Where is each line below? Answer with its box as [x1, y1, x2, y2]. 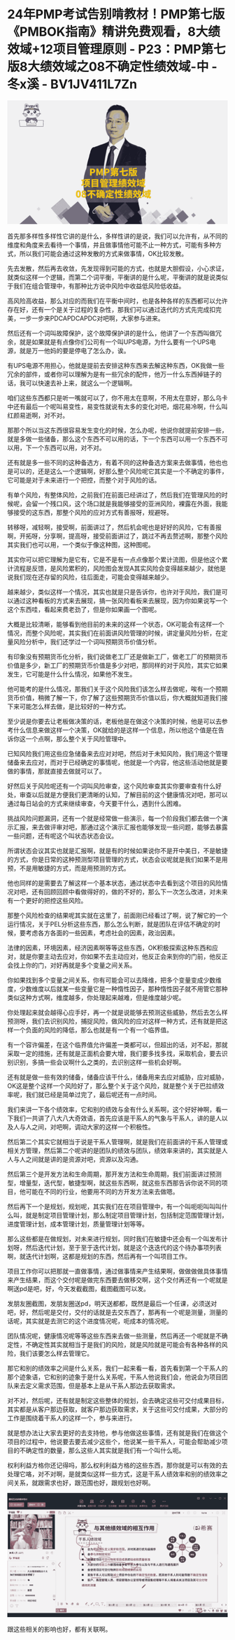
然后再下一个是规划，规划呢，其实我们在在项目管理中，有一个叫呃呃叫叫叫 [7, 1202, 222, 1211]
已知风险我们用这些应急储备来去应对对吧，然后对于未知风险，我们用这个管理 [7, 750, 228, 758]
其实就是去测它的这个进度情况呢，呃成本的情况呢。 [25, 1317, 173, 1325]
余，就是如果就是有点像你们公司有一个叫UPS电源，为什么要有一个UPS [7, 338, 210, 346]
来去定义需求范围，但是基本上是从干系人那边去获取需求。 [13, 1382, 179, 1390]
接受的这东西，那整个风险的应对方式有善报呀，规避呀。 [13, 508, 173, 517]
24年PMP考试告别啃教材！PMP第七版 [7, 6, 225, 22]
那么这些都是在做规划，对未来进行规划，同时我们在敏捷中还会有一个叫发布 [7, 1235, 222, 1243]
